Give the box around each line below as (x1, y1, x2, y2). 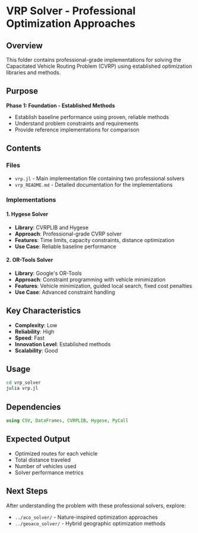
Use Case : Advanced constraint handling (14, 289, 116, 296)
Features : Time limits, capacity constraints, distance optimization (14, 236, 175, 243)
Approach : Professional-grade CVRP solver (14, 230, 122, 237)
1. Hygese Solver (6, 211, 49, 218)
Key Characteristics (6, 306, 81, 316)
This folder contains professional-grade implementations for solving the (6, 57, 182, 63)
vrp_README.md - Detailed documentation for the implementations (14, 181, 173, 188)
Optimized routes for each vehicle (14, 450, 98, 457)
